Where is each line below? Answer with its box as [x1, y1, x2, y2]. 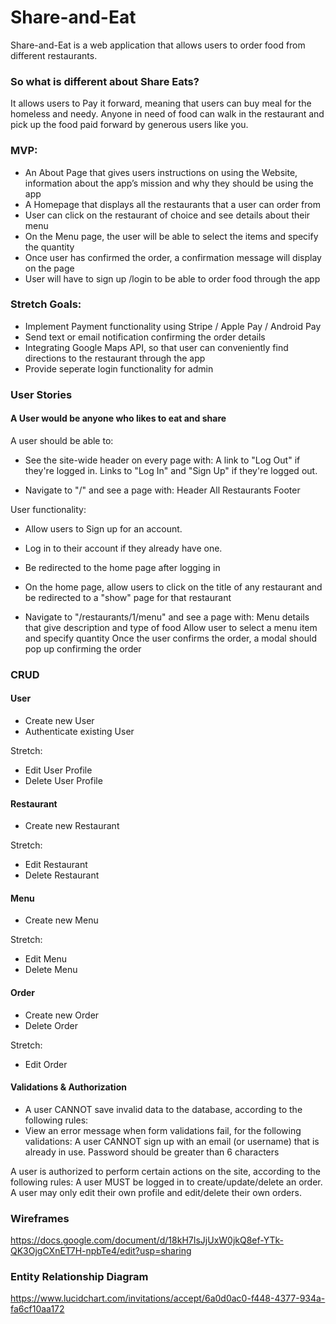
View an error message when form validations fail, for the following [24, 1124, 302, 1136]
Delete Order [24, 1019, 78, 1031]
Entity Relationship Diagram [10, 1270, 149, 1284]
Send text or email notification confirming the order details [24, 331, 266, 343]
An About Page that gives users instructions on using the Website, [24, 166, 298, 178]
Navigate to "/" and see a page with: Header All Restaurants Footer [24, 484, 301, 496]
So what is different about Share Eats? [10, 74, 200, 88]
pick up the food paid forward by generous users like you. [10, 119, 249, 131]
